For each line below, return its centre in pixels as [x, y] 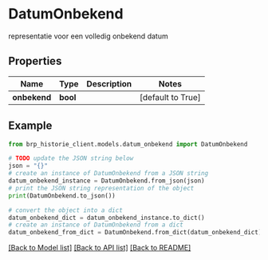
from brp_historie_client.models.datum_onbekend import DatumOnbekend [128, 144]
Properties [35, 61]
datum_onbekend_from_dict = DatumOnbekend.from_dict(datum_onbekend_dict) [135, 233]
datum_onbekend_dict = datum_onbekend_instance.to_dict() [106, 218]
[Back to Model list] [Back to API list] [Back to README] [100, 248]
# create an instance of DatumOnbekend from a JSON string [108, 174]
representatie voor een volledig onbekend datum [89, 36]
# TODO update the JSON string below [71, 158]
